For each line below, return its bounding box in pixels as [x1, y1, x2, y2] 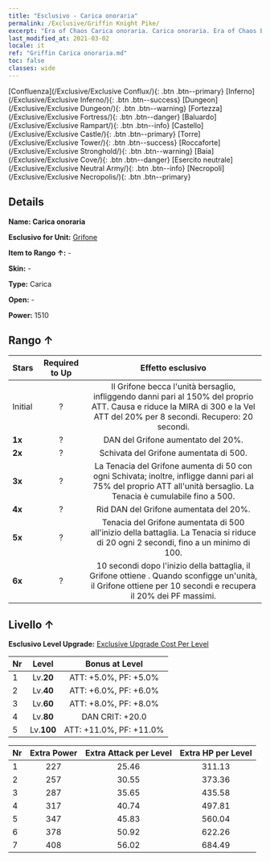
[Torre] [178, 129, 201, 139]
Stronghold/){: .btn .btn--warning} [80, 146, 193, 155]
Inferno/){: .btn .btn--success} [80, 94, 181, 105]
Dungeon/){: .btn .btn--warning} [80, 103, 187, 113]
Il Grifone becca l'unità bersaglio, [111, 381, 236, 392]
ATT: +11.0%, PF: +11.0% [63, 724, 165, 735]
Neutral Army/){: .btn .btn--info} [80, 163, 186, 173]
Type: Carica [8, 279, 52, 288]
